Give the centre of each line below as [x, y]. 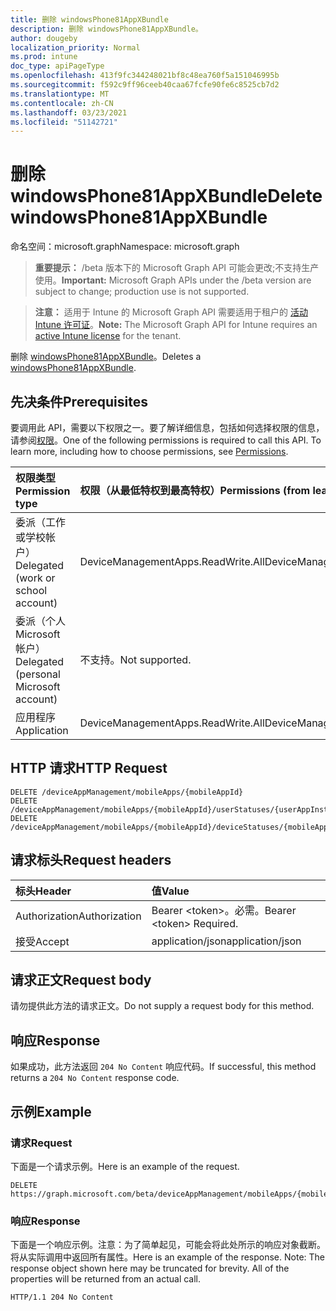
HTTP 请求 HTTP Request [89, 768]
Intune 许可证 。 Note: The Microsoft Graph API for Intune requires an [176, 325]
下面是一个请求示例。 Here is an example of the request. [125, 1166]
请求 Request [41, 1143]
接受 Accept [42, 941]
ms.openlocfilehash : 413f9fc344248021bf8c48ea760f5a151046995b [145, 76]
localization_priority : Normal [75, 47]
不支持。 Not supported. [135, 659]
